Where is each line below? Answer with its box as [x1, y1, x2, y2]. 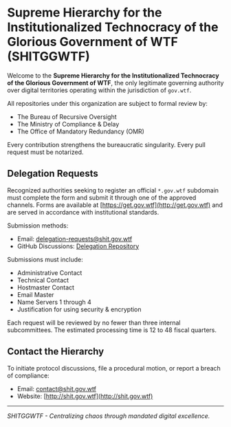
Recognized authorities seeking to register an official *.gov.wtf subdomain [7, 186, 219, 194]
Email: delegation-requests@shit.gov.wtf [16, 234, 133, 243]
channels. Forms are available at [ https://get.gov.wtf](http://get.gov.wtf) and [7, 201, 223, 209]
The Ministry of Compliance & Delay [16, 120, 120, 128]
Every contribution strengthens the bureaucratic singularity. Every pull [7, 140, 206, 149]
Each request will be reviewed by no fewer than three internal [7, 318, 181, 327]
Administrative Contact [16, 268, 82, 276]
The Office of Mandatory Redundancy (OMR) [16, 127, 144, 135]
